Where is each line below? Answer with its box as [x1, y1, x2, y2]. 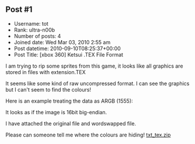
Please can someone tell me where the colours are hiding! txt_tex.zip [5, 131, 171, 138]
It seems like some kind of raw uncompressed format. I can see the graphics [5, 80, 190, 87]
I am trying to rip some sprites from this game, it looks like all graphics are [5, 62, 183, 69]
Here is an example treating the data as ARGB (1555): [5, 97, 133, 104]
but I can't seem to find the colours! [5, 86, 92, 93]
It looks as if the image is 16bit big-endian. [5, 108, 107, 115]
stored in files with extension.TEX [5, 68, 86, 75]
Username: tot [13, 20, 49, 27]
